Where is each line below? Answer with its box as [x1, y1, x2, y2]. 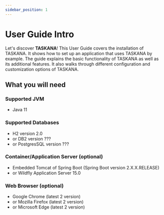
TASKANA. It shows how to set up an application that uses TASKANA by [5, 50, 153, 56]
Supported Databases [5, 119, 60, 126]
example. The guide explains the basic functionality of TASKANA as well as [5, 56, 159, 62]
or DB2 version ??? [12, 136, 51, 142]
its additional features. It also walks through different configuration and [5, 61, 151, 67]
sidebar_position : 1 [5, 7, 48, 12]
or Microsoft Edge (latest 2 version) [12, 204, 85, 210]
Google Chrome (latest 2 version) [12, 194, 81, 200]
